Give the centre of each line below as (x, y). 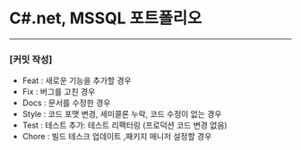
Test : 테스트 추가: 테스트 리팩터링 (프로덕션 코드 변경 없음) (125, 125)
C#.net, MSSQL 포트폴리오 (106, 18)
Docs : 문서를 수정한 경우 (66, 103)
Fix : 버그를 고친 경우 (59, 92)
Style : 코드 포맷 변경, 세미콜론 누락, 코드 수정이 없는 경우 (122, 114)
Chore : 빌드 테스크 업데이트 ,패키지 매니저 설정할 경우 (117, 137)
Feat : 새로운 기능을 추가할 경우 (77, 80)
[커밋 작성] (31, 59)
